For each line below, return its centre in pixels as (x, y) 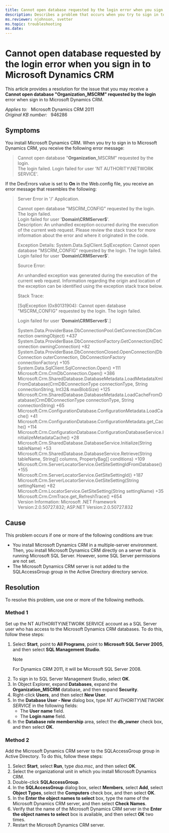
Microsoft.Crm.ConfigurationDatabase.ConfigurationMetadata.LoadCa (90, 411)
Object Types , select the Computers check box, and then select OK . (84, 793)
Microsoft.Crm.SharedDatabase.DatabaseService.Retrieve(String (85, 454)
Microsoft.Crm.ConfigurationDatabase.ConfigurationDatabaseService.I (91, 432)
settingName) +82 (36, 486)
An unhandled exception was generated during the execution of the (87, 275)
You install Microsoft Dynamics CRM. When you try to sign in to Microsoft (81, 143)
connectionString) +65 (41, 405)
